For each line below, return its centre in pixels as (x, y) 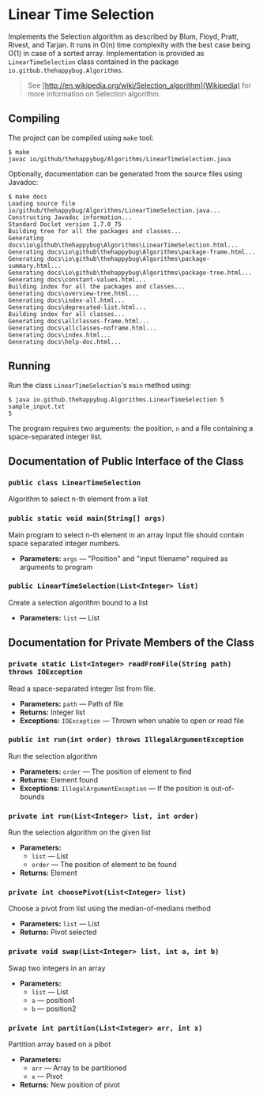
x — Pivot (47, 1076)
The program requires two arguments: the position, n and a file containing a (131, 428)
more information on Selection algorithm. (94, 93)
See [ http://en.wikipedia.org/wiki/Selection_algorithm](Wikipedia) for (139, 85)
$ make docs (28, 196)
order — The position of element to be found (104, 865)
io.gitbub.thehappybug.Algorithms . (66, 70)
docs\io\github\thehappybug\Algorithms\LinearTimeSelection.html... (123, 245)
